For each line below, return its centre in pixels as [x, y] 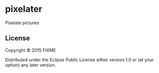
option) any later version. [30, 65]
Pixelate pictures [22, 23]
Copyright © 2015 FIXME [30, 50]
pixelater [24, 9]
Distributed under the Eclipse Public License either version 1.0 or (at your [79, 60]
